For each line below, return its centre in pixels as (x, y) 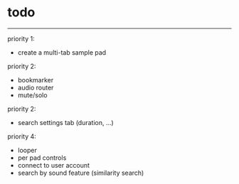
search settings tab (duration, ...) (65, 122)
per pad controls (42, 158)
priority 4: (22, 136)
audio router (36, 87)
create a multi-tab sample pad (62, 52)
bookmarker (36, 80)
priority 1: (21, 38)
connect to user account (54, 165)
